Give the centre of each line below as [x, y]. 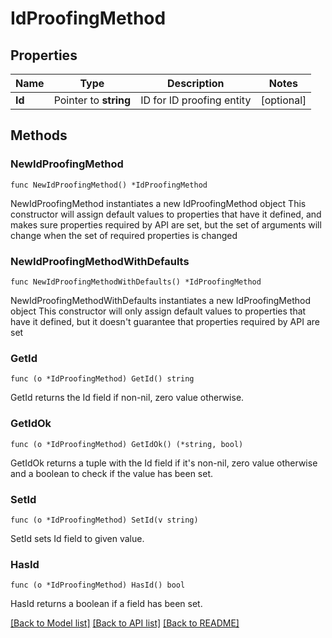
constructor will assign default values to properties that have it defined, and [166, 214]
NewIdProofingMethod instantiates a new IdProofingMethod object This [158, 203]
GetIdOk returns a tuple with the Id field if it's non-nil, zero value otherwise [164, 463]
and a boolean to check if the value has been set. [112, 473]
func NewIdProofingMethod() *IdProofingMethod [109, 185]
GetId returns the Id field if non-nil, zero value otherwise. [127, 398]
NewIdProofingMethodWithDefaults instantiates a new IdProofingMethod [160, 300]
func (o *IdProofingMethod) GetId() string [102, 379]
